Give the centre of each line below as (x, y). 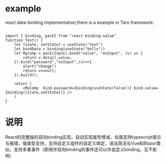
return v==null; (40, 71)
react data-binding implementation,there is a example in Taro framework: (80, 22)
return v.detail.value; (47, 58)
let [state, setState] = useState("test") (58, 44)
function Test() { (24, 40)
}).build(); (26, 75)
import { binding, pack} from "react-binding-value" (61, 36)
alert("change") (40, 66)
